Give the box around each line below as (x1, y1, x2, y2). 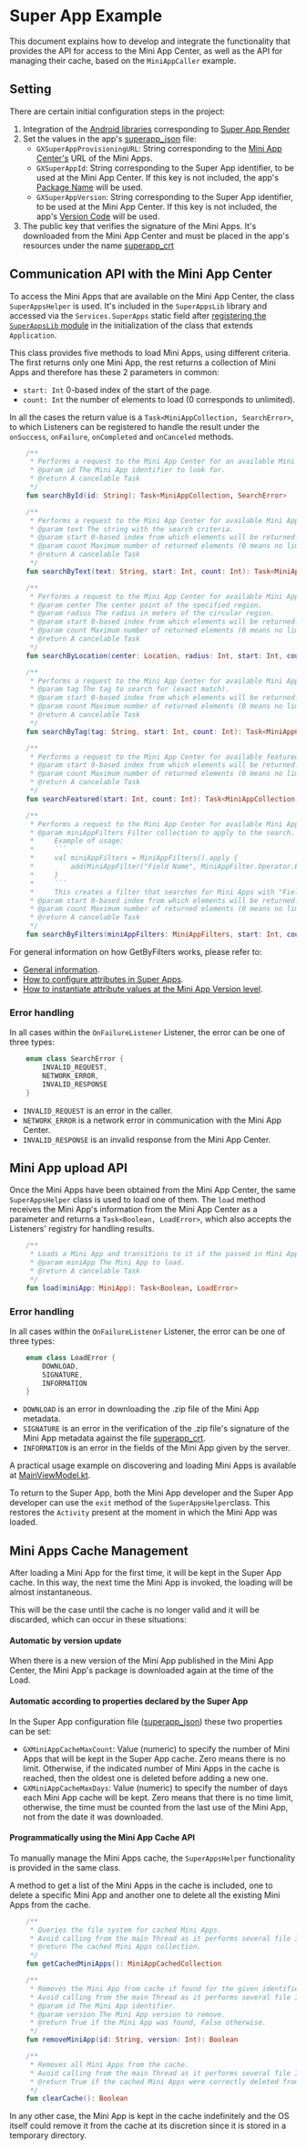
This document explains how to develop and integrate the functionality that (9, 36, 291, 47)
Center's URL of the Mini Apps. (36, 152, 153, 163)
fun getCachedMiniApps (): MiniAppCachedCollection (25, 1959, 222, 1968)
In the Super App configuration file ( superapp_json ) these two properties (9, 1715, 283, 1726)
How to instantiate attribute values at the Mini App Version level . (22, 983, 263, 994)
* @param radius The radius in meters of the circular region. (29, 609, 275, 618)
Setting (9, 81, 52, 97)
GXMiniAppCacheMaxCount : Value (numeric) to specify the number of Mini (22, 1743, 290, 1754)
